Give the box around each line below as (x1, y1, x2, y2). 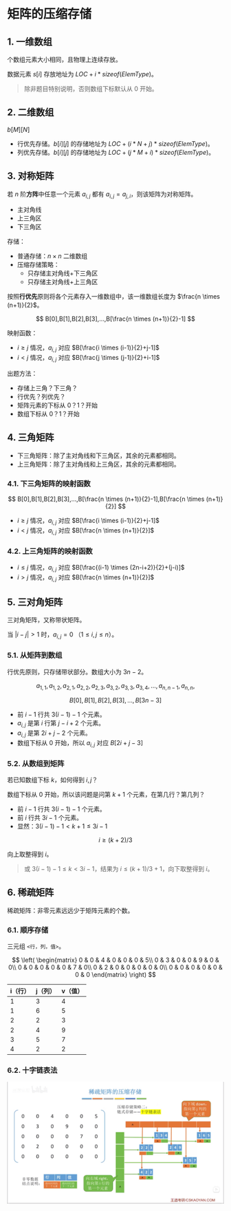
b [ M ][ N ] (7, 125, 30, 133)
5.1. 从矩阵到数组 (7, 651, 63, 661)
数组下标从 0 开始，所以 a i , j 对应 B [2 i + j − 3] (16, 738, 143, 749)
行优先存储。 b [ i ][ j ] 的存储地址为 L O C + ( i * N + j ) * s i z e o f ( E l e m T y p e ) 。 (16, 139, 214, 148)
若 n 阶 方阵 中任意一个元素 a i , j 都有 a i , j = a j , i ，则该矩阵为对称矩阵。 (7, 190, 197, 200)
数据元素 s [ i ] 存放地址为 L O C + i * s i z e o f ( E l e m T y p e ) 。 (7, 70, 158, 78)
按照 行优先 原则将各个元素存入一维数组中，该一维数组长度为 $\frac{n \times (7, 292, 221, 301)
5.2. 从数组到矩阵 (7, 758, 65, 768)
